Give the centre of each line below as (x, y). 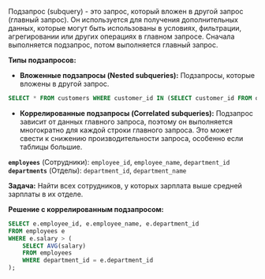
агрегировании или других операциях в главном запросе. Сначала (121, 36)
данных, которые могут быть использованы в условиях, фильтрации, (125, 28)
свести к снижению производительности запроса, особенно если (131, 138)
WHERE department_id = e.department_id (88, 260)
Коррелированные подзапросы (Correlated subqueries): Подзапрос (136, 113)
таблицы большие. (51, 147)
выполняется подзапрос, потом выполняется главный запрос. (113, 45)
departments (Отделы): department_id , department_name (97, 170)
